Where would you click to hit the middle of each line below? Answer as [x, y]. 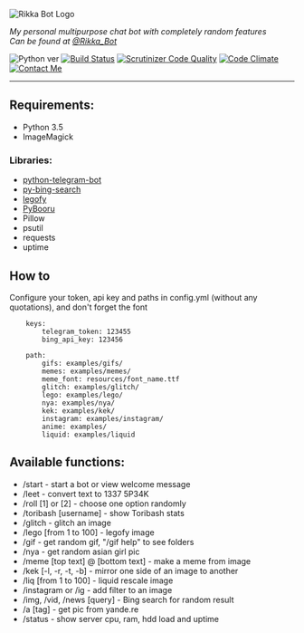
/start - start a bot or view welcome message [106, 484]
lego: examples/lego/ [83, 395]
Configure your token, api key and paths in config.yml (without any [133, 297]
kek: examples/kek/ [79, 411]
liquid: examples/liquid [89, 435]
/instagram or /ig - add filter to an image [97, 590]
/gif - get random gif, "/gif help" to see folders [108, 542]
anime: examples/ [74, 427]
